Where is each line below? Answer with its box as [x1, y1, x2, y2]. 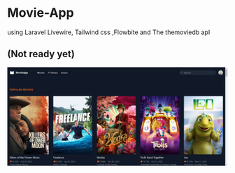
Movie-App [7, 5, 75, 21]
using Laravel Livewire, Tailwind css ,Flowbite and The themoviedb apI [7, 28, 211, 36]
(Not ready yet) [7, 48, 75, 60]
